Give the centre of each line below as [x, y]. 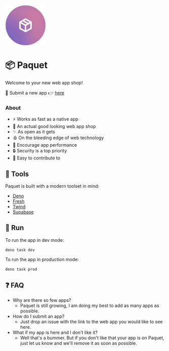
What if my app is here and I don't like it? [55, 332]
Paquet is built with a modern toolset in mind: [52, 186]
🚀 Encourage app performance [45, 145]
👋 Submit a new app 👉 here [35, 93]
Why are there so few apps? [42, 300]
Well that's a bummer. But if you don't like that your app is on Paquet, [92, 338]
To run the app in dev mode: [35, 240]
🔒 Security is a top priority [40, 151]
